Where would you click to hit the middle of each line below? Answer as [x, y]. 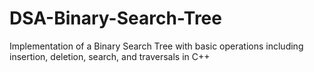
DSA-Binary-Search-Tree [115, 18]
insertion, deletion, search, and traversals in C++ [110, 56]
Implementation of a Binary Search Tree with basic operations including [156, 46]
